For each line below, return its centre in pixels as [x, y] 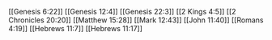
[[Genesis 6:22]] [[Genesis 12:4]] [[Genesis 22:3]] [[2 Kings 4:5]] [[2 [122, 12]
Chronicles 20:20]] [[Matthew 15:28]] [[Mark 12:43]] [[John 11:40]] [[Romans [136, 20]
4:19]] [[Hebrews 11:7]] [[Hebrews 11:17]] [76, 28]
